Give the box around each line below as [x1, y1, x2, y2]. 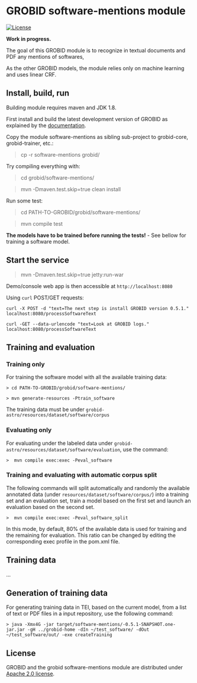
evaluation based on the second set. [6, 503, 95, 510]
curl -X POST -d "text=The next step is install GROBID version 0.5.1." [6, 305, 189, 311]
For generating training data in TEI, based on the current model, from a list [6, 604, 187, 611]
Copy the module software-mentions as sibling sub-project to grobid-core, [6, 133, 188, 140]
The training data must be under [6, 406, 85, 413]
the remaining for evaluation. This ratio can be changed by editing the [6, 532, 176, 539]
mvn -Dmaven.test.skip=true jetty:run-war [20, 271, 124, 278]
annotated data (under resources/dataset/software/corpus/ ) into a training [6, 491, 189, 498]
